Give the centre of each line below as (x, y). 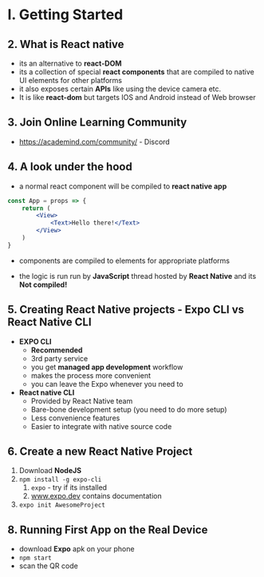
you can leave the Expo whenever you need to (107, 384)
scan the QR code (49, 566)
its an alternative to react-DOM (70, 63)
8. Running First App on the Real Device (108, 529)
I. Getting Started (65, 15)
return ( (36, 208)
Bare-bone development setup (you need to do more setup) (129, 409)
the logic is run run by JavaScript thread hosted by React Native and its (138, 276)
